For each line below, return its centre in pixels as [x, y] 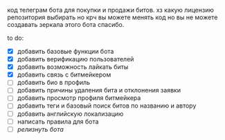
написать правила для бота [58, 121]
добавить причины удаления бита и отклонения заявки [99, 90]
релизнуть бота [40, 129]
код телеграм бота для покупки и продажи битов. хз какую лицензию [111, 10]
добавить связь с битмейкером [64, 74]
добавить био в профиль [54, 83]
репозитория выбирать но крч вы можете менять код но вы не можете [112, 17]
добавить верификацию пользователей [75, 59]
